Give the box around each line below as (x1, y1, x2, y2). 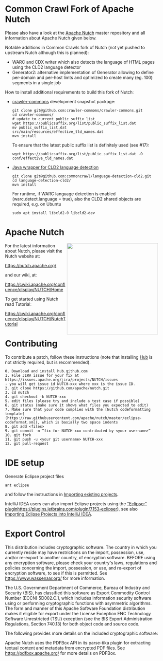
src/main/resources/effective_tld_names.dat (12, 129, 104, 134)
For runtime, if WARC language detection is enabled (12, 191, 116, 197)
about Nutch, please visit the (5, 248, 63, 254)
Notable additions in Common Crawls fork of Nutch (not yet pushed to (5, 44, 145, 50)
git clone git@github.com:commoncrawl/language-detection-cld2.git (12, 174, 151, 179)
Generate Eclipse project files (5, 473, 64, 479)
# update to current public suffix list (12, 116, 95, 121)
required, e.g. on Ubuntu (12, 201, 62, 207)
